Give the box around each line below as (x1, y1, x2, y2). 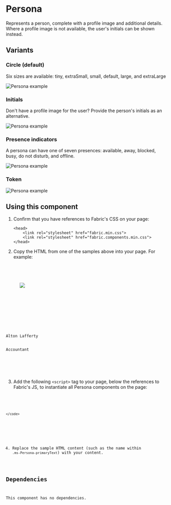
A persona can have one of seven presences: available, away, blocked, (6, 148, 156, 154)
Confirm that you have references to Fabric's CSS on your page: (13, 216, 149, 222)
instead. (6, 31, 23, 37)
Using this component (6, 202, 79, 211)
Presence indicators (6, 136, 58, 143)
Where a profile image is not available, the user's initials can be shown (6, 25, 155, 31)
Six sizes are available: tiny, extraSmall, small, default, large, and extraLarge (6, 73, 166, 79)
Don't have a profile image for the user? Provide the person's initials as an (6, 107, 162, 114)
